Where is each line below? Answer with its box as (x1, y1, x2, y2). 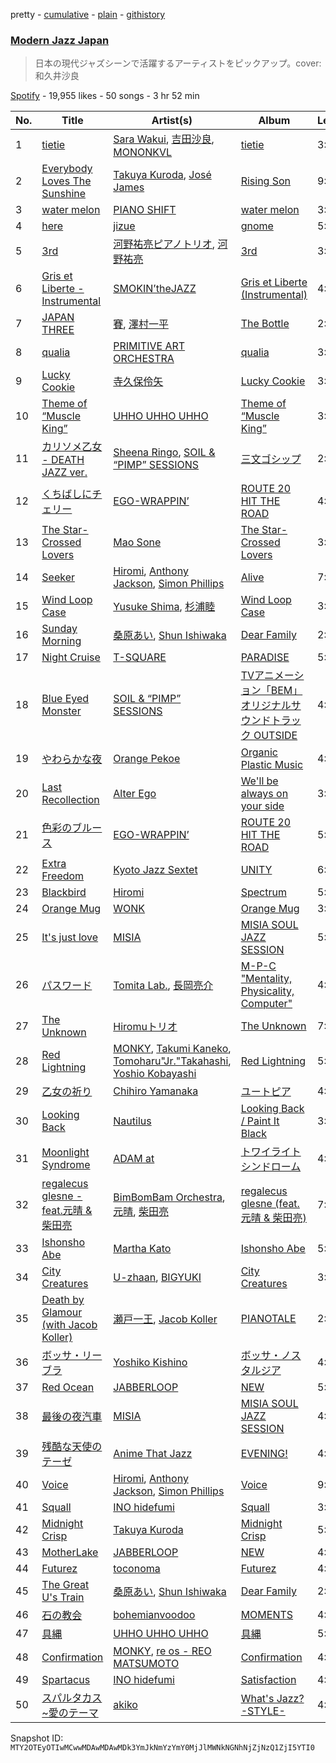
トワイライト (240, 1145, 302, 1159)
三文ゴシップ (240, 452, 302, 466)
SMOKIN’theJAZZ (113, 282, 197, 296)
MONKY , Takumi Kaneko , (113, 1042, 232, 1056)
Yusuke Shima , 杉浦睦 (113, 600, 216, 614)
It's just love (41, 930, 99, 944)
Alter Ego (113, 787, 157, 801)
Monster (41, 704, 82, 718)
